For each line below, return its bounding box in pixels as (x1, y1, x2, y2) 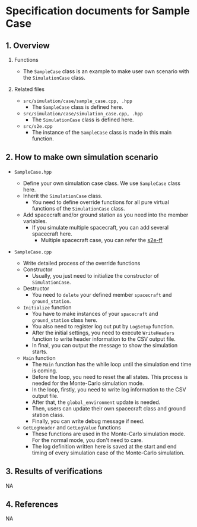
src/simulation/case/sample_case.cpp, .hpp (23, 98, 133, 104)
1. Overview (5, 40, 50, 51)
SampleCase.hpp (14, 169, 52, 175)
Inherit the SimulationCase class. (23, 192, 103, 199)
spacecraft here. (31, 230, 72, 237)
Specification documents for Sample (5, 4, 190, 18)
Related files (14, 86, 45, 93)
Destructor (23, 284, 50, 292)
